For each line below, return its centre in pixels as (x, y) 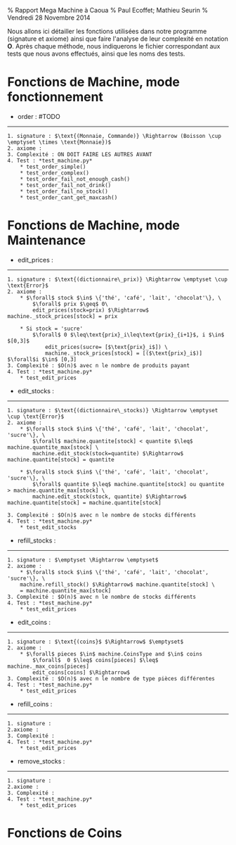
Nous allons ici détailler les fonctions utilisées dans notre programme (107, 31)
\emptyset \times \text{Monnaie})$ (59, 142)
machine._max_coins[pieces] (48, 666)
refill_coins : (35, 704)
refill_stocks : (37, 540)
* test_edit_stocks (48, 527)
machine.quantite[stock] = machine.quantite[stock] (84, 502)
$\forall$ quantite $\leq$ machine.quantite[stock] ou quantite (129, 484)
